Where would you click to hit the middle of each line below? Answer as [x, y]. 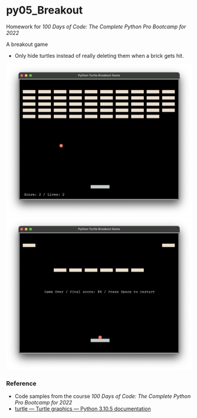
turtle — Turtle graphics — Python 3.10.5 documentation [83, 409]
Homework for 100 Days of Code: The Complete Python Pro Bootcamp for [96, 27]
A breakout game [27, 44]
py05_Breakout [45, 10]
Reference [21, 383]
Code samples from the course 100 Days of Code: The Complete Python [103, 396]
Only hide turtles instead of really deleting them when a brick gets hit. [99, 55]
